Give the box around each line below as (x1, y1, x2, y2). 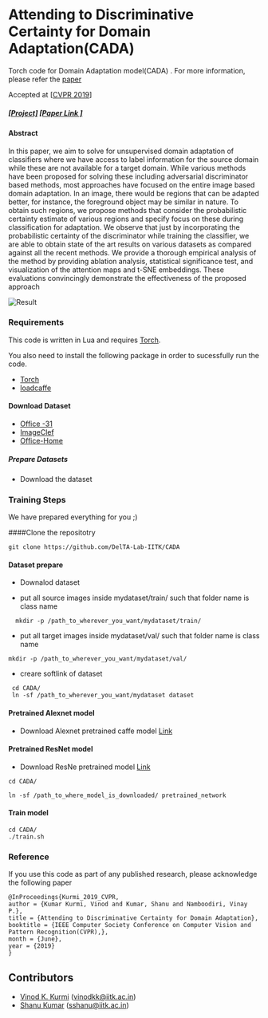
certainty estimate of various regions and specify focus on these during (8, 214, 244, 223)
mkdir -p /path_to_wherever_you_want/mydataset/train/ (15, 617, 202, 625)
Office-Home (19, 436, 64, 446)
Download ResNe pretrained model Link (19, 762, 151, 771)
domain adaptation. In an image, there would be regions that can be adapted (8, 188, 259, 198)
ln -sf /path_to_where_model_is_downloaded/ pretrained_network (8, 791, 227, 799)
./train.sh (8, 833, 45, 841)
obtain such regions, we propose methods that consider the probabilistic (8, 205, 247, 215)
